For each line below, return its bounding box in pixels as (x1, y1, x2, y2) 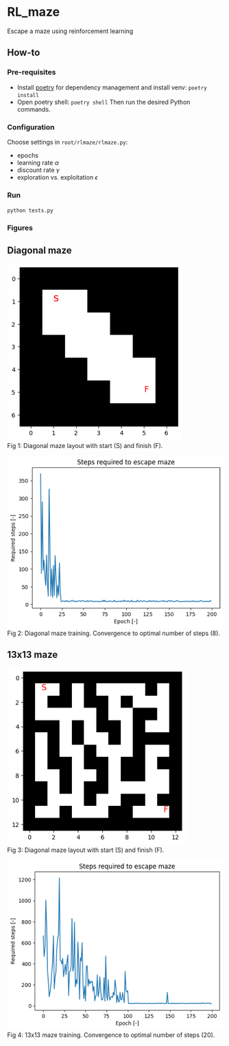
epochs (16, 151, 39, 159)
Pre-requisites (7, 67, 56, 77)
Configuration (7, 122, 55, 131)
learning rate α (16, 158, 60, 167)
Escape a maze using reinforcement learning (7, 27, 134, 35)
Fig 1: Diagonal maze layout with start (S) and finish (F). (7, 441, 163, 449)
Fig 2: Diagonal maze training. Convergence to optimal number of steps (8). (7, 629, 221, 637)
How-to (7, 47, 40, 58)
